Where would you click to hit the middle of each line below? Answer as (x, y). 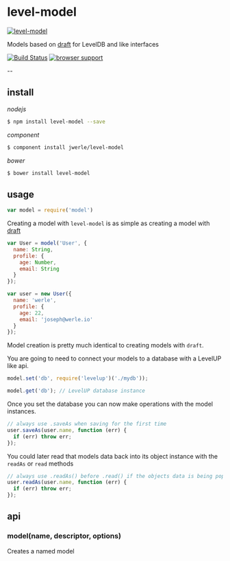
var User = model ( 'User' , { (47, 243)
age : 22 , (32, 313)
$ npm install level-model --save (56, 122)
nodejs (17, 109)
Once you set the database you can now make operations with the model (110, 404)
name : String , (33, 249)
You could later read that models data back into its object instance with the (113, 456)
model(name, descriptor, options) (64, 536)
